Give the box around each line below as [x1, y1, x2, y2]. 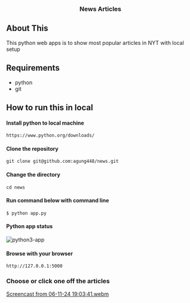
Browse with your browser [6, 250, 73, 257]
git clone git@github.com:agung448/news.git [6, 158, 119, 165]
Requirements [6, 63, 60, 73]
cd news [6, 184, 26, 190]
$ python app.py [6, 210, 47, 216]
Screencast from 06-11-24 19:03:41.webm [6, 290, 109, 298]
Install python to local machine [6, 119, 85, 126]
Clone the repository [6, 145, 59, 152]
